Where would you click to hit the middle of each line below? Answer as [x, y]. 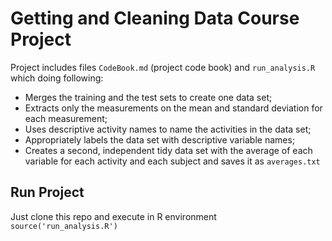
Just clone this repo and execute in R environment [113, 216]
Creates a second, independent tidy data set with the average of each [168, 150]
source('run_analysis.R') [64, 226]
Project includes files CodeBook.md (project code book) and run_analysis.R [163, 67]
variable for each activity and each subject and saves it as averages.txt [172, 161]
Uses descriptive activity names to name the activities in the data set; [168, 129]
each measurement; [66, 118]
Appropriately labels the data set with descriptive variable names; [160, 139]
